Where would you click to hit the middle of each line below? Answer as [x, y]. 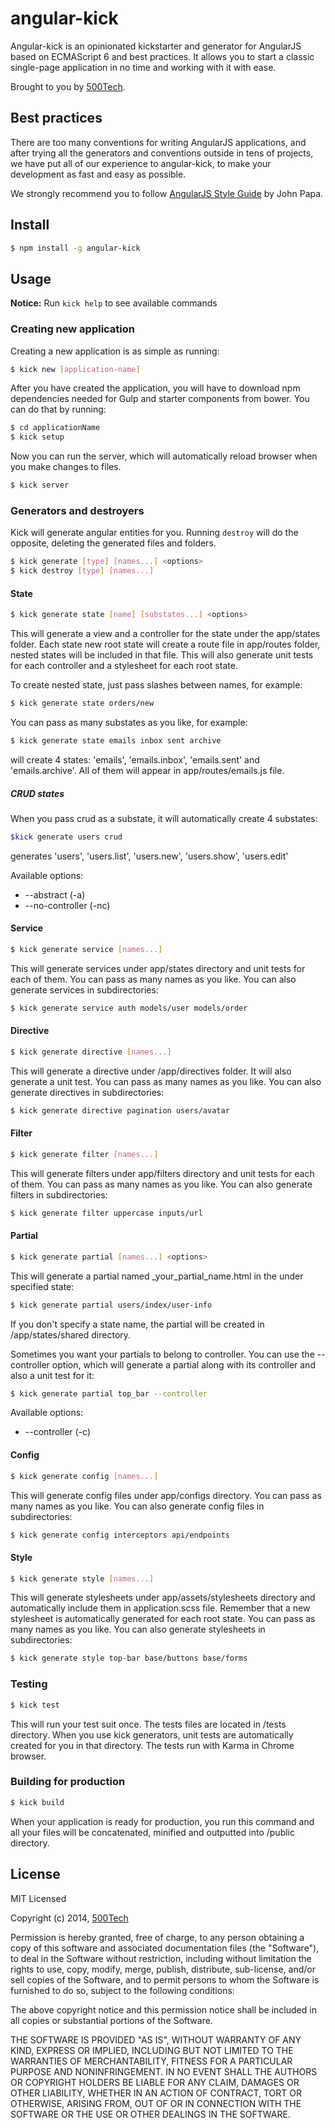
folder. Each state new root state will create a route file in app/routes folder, [165, 644]
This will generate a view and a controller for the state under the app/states [165, 634]
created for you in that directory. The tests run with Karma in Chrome [152, 1745]
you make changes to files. [66, 467]
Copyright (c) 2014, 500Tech [69, 1918]
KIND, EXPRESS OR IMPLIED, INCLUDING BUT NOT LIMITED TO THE [152, 2050]
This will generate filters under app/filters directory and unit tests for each [162, 1173]
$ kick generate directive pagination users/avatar [120, 1110]
